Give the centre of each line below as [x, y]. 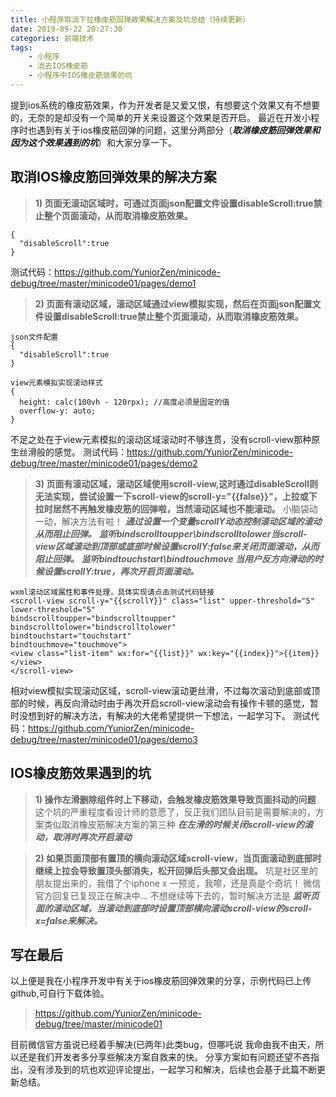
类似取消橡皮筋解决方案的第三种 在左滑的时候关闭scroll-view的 [174, 824]
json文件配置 [34, 337]
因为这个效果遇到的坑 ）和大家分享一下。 [93, 142]
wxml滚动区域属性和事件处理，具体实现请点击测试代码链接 [112, 592]
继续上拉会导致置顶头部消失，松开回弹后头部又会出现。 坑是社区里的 [176, 870]
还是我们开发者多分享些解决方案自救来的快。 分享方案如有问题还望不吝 [164, 1057]
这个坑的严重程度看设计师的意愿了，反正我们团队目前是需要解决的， [175, 812]
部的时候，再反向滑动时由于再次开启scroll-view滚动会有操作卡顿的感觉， [160, 703]
